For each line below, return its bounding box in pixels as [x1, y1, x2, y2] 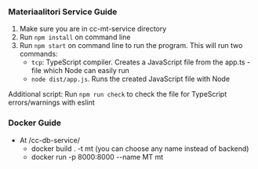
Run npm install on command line [19, 32, 131, 42]
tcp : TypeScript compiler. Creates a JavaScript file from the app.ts [31, 57, 245, 67]
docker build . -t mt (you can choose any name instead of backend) [31, 144, 249, 153]
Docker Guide [8, 117, 61, 128]
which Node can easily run [42, 66, 129, 75]
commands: [19, 50, 58, 59]
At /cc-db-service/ [19, 135, 81, 145]
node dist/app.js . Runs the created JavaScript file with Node [31, 74, 230, 84]
